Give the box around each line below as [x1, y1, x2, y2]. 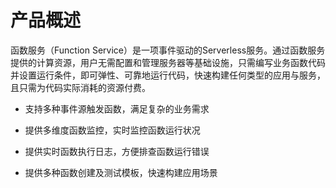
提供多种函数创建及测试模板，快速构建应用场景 [24, 166, 218, 178]
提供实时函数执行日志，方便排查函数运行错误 [24, 145, 210, 157]
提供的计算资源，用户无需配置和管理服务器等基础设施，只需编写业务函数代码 [10, 56, 326, 68]
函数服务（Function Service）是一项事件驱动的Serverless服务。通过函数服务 [10, 44, 326, 56]
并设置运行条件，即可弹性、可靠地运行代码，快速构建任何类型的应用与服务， [10, 69, 326, 81]
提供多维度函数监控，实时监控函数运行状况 [24, 124, 201, 136]
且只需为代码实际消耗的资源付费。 [10, 81, 151, 93]
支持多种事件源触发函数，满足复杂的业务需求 [24, 102, 210, 115]
